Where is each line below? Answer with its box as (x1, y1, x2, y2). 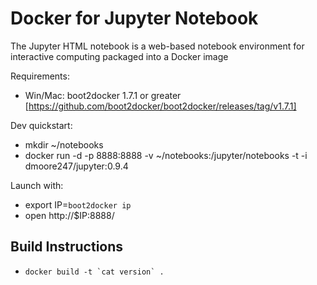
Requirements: (10, 70, 70, 82)
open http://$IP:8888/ (24, 209, 115, 221)
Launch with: (10, 179, 64, 191)
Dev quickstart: (10, 119, 73, 131)
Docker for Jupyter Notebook (10, 7, 259, 30)
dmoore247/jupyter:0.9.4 (24, 160, 129, 172)
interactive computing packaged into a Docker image (10, 50, 229, 62)
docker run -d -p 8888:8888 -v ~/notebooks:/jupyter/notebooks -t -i (24, 149, 308, 161)
